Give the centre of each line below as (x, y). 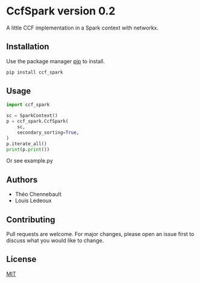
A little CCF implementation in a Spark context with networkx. (83, 28)
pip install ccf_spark (35, 72)
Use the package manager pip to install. (56, 61)
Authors (22, 180)
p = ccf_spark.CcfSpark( (37, 122)
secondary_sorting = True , (48, 132)
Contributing (31, 219)
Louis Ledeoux (33, 201)
